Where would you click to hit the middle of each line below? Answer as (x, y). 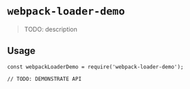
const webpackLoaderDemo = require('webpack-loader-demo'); (96, 67)
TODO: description (51, 29)
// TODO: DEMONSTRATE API (44, 79)
